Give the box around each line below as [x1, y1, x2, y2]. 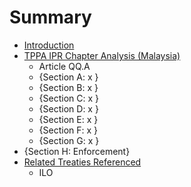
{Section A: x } [38, 71, 99, 83]
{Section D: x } [38, 102, 99, 115]
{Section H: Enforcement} [23, 145, 131, 157]
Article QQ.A [38, 60, 91, 72]
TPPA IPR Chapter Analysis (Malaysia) [23, 49, 181, 61]
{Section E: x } [38, 113, 99, 125]
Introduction [23, 39, 75, 51]
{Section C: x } [38, 92, 100, 104]
